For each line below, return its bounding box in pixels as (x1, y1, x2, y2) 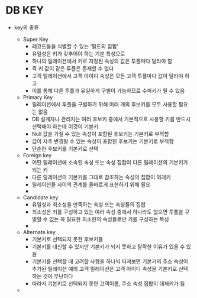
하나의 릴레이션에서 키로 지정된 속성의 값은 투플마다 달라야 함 (31, 57, 173, 64)
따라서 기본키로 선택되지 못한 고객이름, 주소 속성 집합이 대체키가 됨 (31, 280, 185, 287)
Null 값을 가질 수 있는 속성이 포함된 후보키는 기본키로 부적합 (31, 130, 169, 137)
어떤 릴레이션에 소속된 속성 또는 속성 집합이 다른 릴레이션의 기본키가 (31, 158, 189, 166)
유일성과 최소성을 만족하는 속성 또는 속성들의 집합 (31, 200, 146, 208)
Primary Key (22, 93, 53, 101)
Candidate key (22, 193, 59, 201)
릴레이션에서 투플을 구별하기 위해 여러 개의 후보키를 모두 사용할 (31, 101, 177, 108)
